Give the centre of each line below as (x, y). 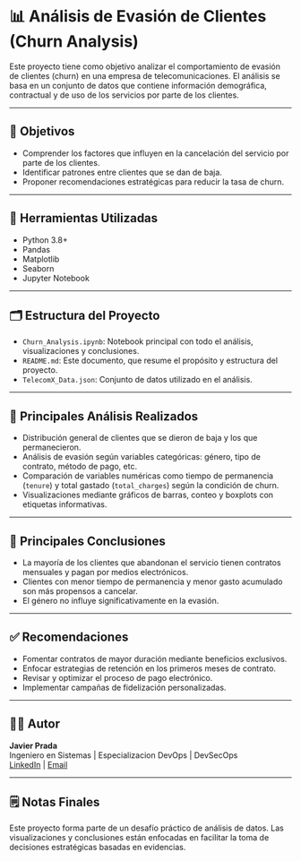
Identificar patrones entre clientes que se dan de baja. (122, 172)
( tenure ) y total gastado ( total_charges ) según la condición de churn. (150, 486)
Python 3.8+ (45, 240)
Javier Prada (34, 745)
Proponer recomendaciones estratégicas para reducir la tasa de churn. (153, 181)
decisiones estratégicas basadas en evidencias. (98, 848)
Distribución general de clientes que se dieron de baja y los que (140, 438)
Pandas (36, 249)
